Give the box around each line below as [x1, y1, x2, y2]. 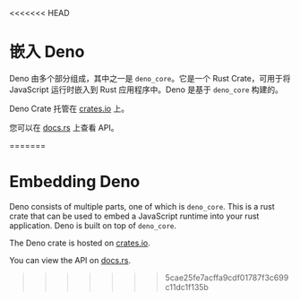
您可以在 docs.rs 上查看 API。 [9, 122, 119, 133]
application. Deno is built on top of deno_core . [9, 219, 177, 231]
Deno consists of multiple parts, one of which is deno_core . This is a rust [9, 201, 275, 211]
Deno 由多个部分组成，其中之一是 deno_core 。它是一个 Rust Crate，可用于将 [9, 73, 291, 83]
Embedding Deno [9, 172, 141, 192]
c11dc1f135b [165, 281, 209, 292]
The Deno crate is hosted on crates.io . [9, 237, 150, 248]
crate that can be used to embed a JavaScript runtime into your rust [9, 210, 260, 221]
